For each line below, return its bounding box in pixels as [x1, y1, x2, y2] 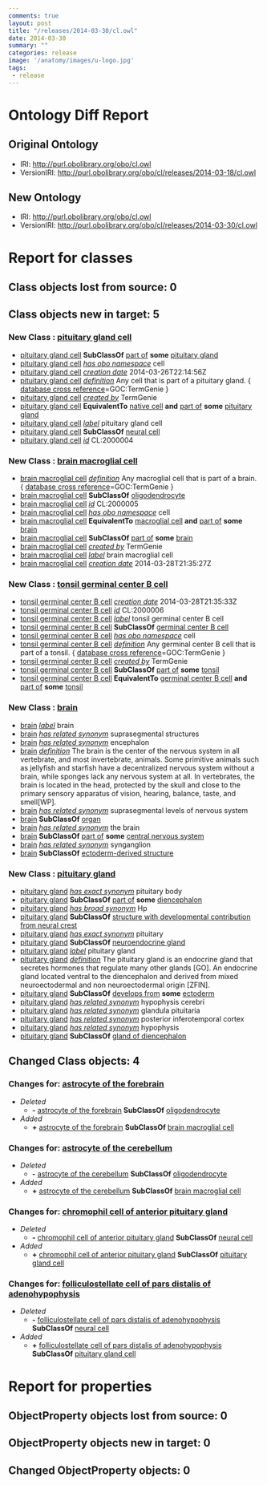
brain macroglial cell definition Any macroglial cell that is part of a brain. [19, 474, 257, 483]
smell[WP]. [19, 797, 57, 807]
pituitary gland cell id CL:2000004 [19, 435, 134, 445]
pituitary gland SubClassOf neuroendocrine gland [19, 937, 186, 947]
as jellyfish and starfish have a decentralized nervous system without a [19, 763, 255, 772]
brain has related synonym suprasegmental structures [19, 729, 200, 738]
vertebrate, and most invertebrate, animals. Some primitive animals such [19, 755, 259, 764]
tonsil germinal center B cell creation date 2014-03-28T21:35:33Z [19, 597, 238, 606]
